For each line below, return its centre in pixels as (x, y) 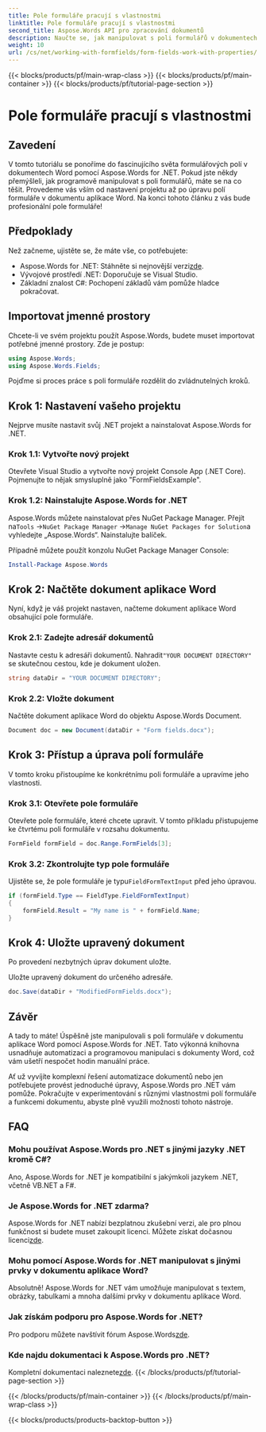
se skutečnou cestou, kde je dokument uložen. (85, 663)
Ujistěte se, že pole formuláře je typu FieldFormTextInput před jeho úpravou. (132, 881)
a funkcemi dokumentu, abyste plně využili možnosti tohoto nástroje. (121, 1102)
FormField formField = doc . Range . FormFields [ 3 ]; (90, 844)
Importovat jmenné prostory (79, 316)
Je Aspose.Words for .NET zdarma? (79, 1205)
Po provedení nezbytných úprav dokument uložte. (90, 962)
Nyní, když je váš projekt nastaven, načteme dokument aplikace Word (122, 608)
